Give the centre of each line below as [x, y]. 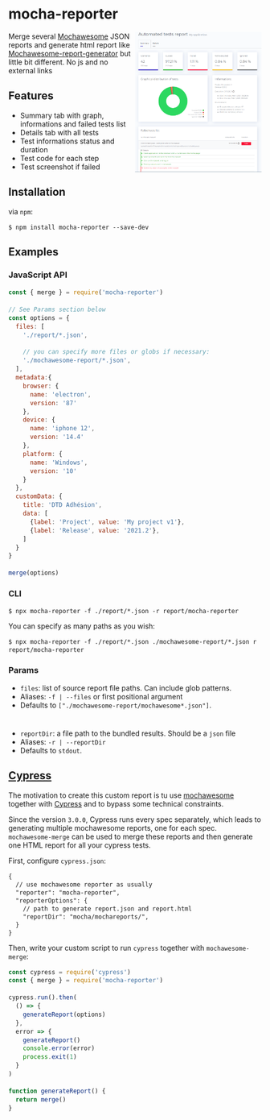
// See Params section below [57, 309]
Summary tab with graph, [62, 115]
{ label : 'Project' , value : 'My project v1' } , [107, 522]
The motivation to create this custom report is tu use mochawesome [121, 795]
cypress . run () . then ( [43, 998]
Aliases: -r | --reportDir [63, 741]
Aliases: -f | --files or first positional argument [101, 696]
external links [31, 70]
